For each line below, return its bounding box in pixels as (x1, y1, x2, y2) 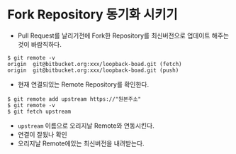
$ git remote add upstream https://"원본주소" (7, 95, 142, 103)
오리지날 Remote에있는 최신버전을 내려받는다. (17, 139, 145, 148)
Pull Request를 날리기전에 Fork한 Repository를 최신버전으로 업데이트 (17, 31, 210, 40)
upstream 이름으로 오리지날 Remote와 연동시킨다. (17, 121, 154, 130)
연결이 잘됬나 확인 (17, 130, 67, 138)
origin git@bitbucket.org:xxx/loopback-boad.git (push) (7, 67, 179, 74)
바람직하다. (30, 40, 62, 48)
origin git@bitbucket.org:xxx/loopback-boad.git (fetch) (7, 60, 182, 67)
